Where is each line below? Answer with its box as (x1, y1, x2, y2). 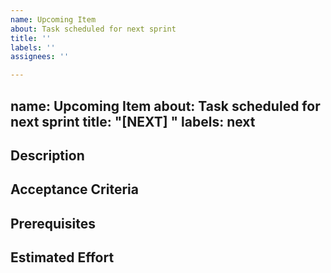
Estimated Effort (10, 249, 115, 266)
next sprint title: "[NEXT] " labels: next (10, 113, 256, 130)
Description (10, 147, 85, 164)
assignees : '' (10, 52, 70, 62)
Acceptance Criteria (10, 181, 139, 198)
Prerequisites (10, 215, 96, 232)
